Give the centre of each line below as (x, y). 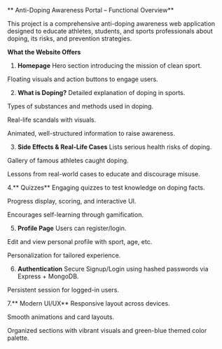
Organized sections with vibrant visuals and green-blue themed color (107, 330)
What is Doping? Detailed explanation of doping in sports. (101, 93)
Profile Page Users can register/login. (72, 228)
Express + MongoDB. (48, 276)
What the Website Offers (44, 52)
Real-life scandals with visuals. (52, 120)
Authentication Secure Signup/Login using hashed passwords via (113, 269)
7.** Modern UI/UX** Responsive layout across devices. (89, 303)
